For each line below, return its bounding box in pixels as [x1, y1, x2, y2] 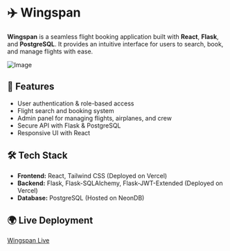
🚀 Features [7, 80, 55, 93]
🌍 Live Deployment [7, 214, 94, 226]
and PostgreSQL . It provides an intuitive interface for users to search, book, [7, 40, 224, 48]
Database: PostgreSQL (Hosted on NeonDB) [17, 193, 145, 202]
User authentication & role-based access [17, 99, 134, 107]
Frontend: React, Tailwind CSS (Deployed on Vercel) [17, 171, 168, 180]
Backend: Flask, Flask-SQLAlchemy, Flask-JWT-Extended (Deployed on [17, 179, 223, 187]
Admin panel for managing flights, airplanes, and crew [17, 114, 172, 122]
